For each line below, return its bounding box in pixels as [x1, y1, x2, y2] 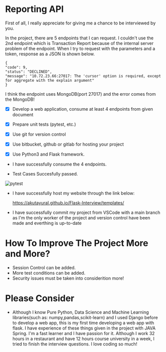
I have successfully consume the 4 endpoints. [12, 161, 107, 168]
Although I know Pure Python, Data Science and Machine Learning [12, 309, 149, 315]
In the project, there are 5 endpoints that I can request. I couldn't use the [5, 35, 154, 41]
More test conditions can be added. [12, 270, 85, 276]
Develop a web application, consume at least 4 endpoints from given [12, 106, 153, 112]
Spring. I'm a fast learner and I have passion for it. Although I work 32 [12, 331, 155, 337]
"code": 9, [5, 65, 28, 70]
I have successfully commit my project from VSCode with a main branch [12, 209, 161, 215]
